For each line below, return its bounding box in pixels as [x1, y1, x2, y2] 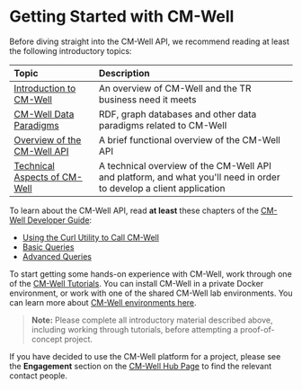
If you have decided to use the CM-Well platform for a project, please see [9, 350, 281, 361]
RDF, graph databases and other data [98, 108, 257, 120]
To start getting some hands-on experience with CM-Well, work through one [9, 268, 292, 279]
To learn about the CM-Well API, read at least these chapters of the [9, 205, 259, 216]
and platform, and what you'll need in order [98, 171, 280, 183]
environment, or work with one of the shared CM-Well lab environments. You [9, 288, 293, 298]
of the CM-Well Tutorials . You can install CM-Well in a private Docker [9, 278, 263, 288]
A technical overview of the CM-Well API [98, 159, 271, 172]
